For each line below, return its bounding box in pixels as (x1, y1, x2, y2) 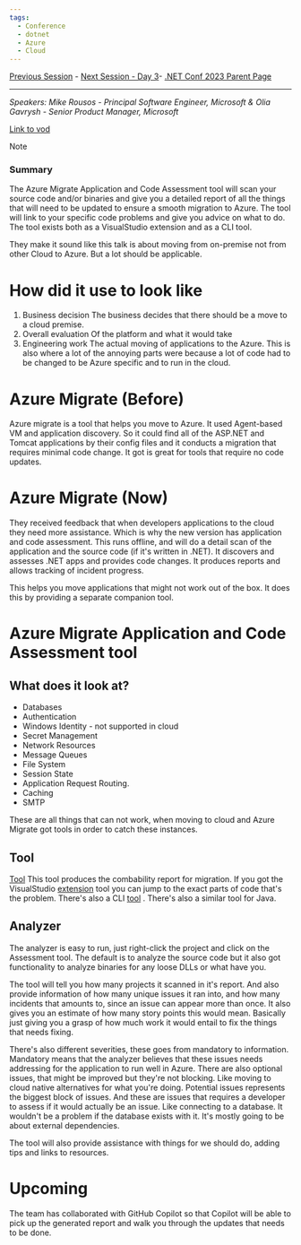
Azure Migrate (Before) (9, 389, 185, 409)
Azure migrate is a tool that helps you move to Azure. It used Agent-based (9, 419, 283, 429)
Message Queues (21, 749, 88, 760)
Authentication (21, 712, 77, 722)
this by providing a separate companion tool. (9, 592, 175, 603)
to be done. (9, 1227, 52, 1238)
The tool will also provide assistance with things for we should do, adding (9, 1137, 280, 1148)
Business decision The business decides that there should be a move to (21, 310, 288, 321)
